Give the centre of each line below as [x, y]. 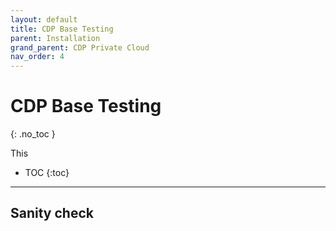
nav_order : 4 [37, 57]
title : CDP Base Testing [62, 29]
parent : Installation [55, 38]
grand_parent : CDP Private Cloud [80, 47]
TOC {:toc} [47, 173]
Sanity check [52, 213]
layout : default [44, 19]
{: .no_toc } [33, 134]
